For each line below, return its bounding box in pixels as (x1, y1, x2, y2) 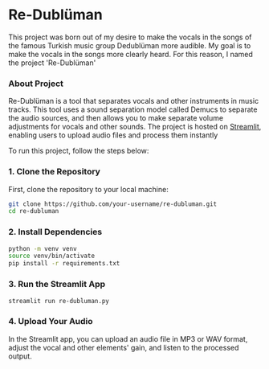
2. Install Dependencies (8, 227, 103, 238)
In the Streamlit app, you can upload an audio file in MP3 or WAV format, (8, 334, 248, 343)
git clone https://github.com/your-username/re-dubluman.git (8, 199, 218, 208)
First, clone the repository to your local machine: (8, 184, 169, 194)
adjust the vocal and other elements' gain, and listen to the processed (8, 342, 239, 352)
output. (8, 351, 32, 361)
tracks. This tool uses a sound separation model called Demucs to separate (8, 105, 258, 114)
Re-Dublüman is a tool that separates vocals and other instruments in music (8, 96, 259, 106)
